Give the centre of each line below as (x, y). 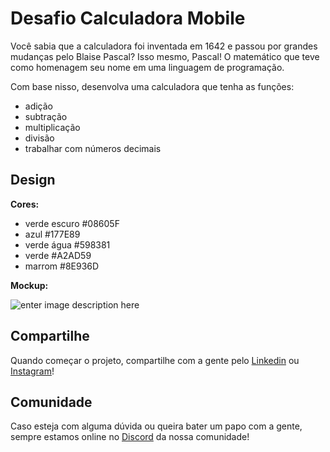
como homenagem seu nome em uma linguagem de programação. (147, 67)
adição (39, 106)
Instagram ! (32, 371)
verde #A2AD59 (58, 255)
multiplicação (52, 127)
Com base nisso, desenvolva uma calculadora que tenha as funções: (152, 86)
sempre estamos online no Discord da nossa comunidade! (130, 437)
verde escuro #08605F (72, 223)
